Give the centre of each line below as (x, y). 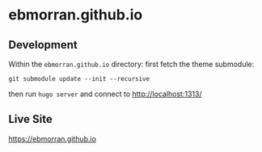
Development (43, 45)
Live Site (30, 119)
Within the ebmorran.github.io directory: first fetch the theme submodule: (131, 64)
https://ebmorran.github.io (53, 138)
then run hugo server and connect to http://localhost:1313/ (105, 94)
